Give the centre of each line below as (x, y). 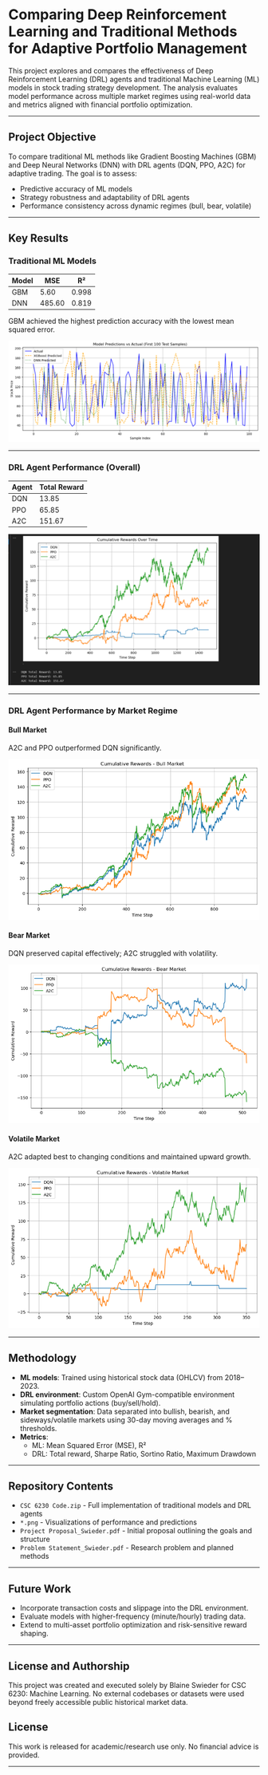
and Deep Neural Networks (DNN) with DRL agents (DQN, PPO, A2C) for (127, 164)
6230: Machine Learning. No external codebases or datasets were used (126, 1694)
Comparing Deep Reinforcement (118, 15)
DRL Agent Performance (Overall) (75, 467)
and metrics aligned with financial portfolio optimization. (100, 105)
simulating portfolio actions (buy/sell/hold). (90, 1402)
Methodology (43, 1358)
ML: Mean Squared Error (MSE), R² (89, 1445)
